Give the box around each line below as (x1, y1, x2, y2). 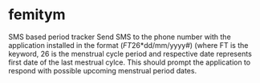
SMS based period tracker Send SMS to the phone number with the (8, 32, 231, 41)
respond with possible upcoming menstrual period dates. (8, 65, 197, 75)
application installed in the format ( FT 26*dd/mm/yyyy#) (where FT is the (8, 40, 249, 49)
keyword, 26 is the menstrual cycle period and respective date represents (8, 49, 253, 58)
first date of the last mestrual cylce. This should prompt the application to (8, 57, 251, 67)
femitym (8, 6, 66, 24)
